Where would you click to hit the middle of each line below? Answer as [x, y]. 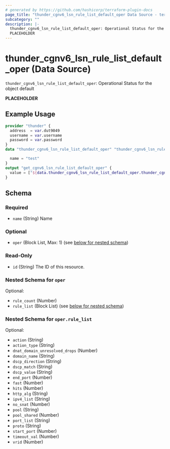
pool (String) [26, 410]
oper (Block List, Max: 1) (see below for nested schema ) [70, 243]
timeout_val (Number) [36, 437]
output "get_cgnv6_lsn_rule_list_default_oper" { [59, 168]
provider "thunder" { [28, 126]
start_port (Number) [35, 431]
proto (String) [27, 426]
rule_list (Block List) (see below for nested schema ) [68, 306]
